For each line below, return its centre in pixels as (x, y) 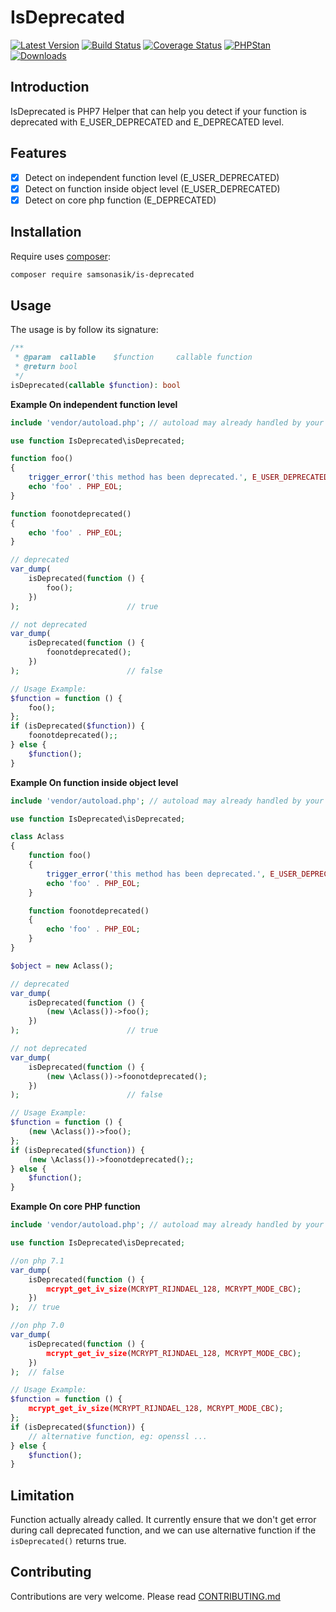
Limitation (42, 1495)
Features (38, 153)
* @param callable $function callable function (133, 357)
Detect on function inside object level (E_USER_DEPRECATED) (152, 188)
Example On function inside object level (94, 782)
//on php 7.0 (37, 1326)
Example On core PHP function (75, 1207)
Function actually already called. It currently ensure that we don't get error (163, 1520)
